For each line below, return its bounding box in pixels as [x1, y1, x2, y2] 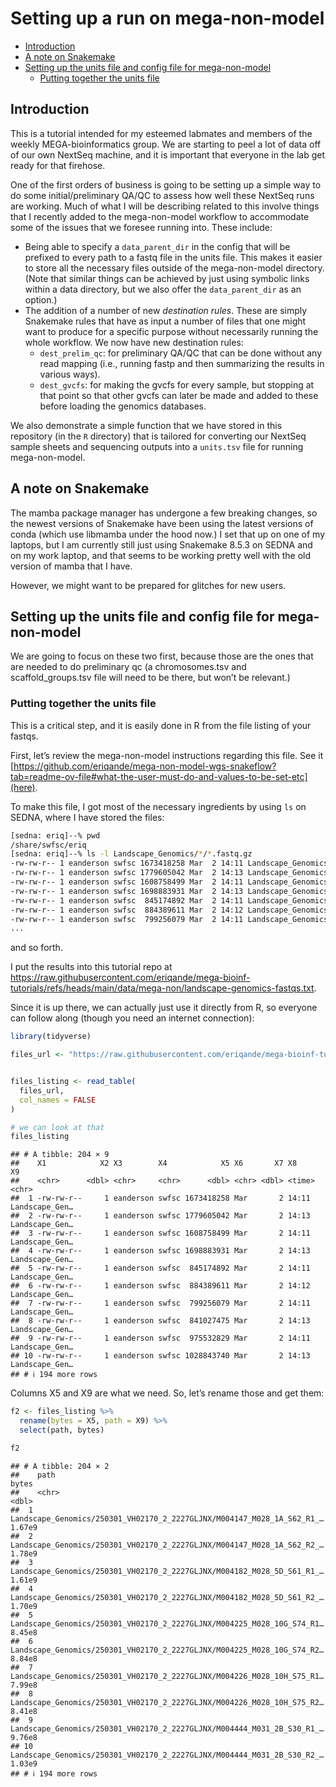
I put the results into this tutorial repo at [10, 961, 173, 973]
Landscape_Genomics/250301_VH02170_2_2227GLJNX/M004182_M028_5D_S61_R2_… [10, 1592, 325, 1602]
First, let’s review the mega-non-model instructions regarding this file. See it [10, 749, 324, 761]
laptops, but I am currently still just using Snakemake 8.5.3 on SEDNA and [10, 538, 313, 551]
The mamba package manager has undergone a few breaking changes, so [10, 507, 318, 519]
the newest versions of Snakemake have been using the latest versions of [10, 517, 314, 529]
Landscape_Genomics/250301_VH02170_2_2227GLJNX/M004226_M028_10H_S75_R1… [10, 1671, 325, 1681]
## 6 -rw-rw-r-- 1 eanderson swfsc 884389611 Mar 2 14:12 [10, 1281, 311, 1291]
